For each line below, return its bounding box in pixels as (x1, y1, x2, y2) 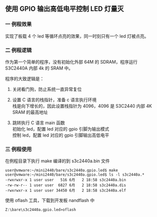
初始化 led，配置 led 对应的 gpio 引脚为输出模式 (12, 126, 110, 132)
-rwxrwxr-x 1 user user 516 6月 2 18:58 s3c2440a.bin (5, 178, 126, 183)
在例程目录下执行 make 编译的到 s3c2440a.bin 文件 (5, 158, 110, 164)
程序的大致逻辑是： (5, 75, 44, 81)
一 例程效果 (5, 21, 32, 28)
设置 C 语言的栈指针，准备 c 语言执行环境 (12, 96, 97, 103)
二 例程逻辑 (5, 47, 32, 54)
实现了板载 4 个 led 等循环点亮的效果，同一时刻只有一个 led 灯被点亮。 (5, 33, 149, 39)
